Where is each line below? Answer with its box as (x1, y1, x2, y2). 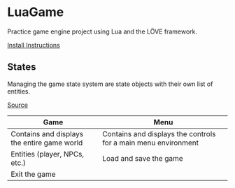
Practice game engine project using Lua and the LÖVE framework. (7, 27, 198, 36)
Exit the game (10, 169, 56, 179)
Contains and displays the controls (102, 129, 216, 138)
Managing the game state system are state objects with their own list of (7, 80, 213, 88)
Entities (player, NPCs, (10, 149, 85, 159)
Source (7, 101, 28, 109)
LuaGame (7, 4, 64, 20)
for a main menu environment (102, 138, 199, 147)
